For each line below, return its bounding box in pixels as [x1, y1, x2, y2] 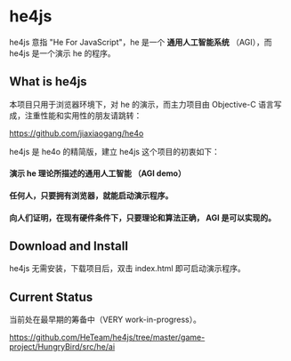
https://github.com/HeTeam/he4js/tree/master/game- [9, 332, 206, 343]
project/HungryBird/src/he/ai [9, 341, 116, 352]
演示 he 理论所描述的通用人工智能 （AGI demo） [9, 168, 187, 179]
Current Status [9, 289, 93, 304]
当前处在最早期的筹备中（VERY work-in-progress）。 [9, 314, 202, 325]
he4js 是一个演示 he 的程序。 [9, 47, 116, 59]
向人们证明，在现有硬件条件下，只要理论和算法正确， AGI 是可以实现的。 [9, 212, 276, 223]
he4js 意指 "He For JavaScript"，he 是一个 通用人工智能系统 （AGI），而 [9, 36, 272, 47]
